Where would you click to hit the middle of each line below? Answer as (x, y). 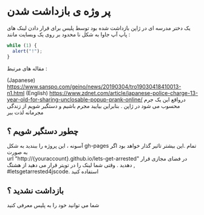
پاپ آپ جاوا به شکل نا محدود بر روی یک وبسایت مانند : (69, 34)
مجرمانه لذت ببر (25, 112)
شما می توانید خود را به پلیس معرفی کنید (53, 205)
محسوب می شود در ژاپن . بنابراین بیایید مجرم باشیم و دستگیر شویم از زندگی (93, 106)
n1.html (16, 93)
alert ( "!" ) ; (28, 51)
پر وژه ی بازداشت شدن (59, 11)
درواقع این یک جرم (165, 99)
